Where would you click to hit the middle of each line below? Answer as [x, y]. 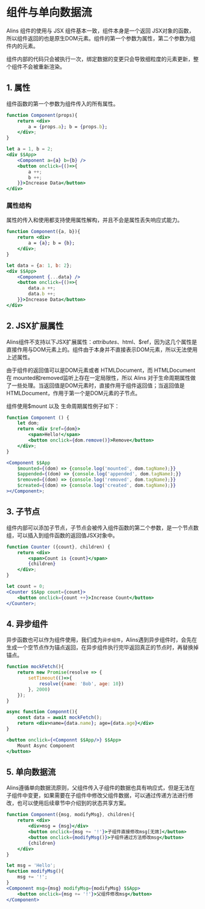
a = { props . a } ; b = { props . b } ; [68, 127]
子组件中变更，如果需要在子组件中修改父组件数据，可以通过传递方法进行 [97, 795]
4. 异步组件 [27, 624]
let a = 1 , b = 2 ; [30, 149]
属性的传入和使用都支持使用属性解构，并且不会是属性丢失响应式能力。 [95, 220]
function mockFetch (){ [35, 667]
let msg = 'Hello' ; [31, 866]
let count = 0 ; [26, 587]
